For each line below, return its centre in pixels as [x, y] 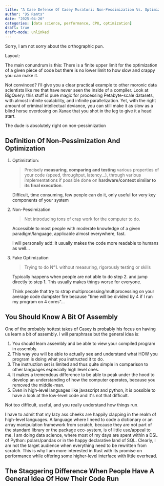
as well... [21, 248]
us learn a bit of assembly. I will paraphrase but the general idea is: [72, 334]
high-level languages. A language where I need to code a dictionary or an [79, 419]
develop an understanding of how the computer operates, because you [84, 380]
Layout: [13, 56]
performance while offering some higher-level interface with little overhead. [81, 456]
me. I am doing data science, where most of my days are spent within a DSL [81, 435]
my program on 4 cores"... [38, 301]
